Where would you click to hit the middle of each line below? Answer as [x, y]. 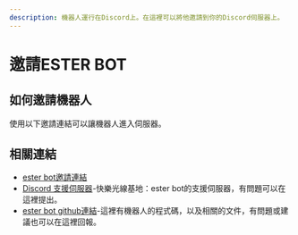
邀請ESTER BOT [68, 64]
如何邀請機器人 [51, 101]
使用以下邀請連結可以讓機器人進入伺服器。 [88, 123]
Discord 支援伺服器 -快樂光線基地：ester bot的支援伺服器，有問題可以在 [154, 189]
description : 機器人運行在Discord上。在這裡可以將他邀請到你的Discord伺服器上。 [147, 17]
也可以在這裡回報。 [65, 222]
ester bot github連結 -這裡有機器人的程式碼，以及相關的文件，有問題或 [151, 211]
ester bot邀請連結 [55, 177]
